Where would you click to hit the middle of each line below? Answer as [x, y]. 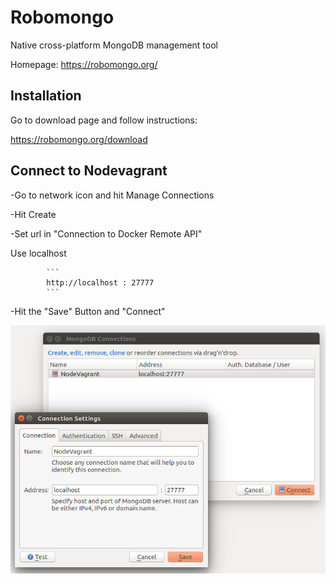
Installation [46, 96]
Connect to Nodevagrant [89, 171]
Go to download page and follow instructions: [104, 120]
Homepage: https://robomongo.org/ [84, 64]
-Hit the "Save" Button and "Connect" [88, 311]
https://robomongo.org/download [79, 139]
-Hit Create [33, 214]
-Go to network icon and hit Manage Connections [112, 195]
